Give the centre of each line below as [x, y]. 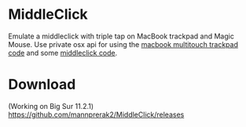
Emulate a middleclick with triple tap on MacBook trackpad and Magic [121, 36]
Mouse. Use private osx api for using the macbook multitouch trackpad [123, 44]
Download [42, 85]
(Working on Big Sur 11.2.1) [51, 106]
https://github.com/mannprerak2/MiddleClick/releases [96, 114]
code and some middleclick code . [63, 53]
